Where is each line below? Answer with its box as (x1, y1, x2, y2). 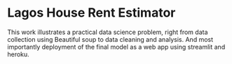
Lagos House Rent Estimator (7, 5, 176, 21)
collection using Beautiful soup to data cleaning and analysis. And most (7, 35, 214, 43)
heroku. (7, 50, 29, 58)
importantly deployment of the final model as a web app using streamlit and (7, 42, 226, 51)
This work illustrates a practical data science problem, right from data (7, 28, 208, 36)
